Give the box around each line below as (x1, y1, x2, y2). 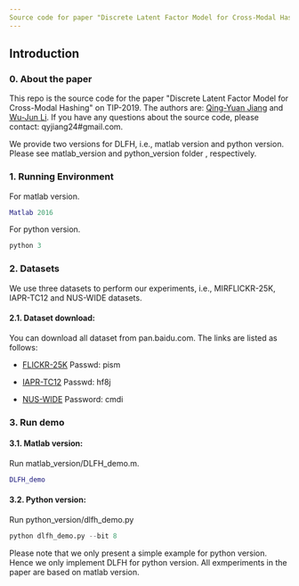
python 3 (9, 242, 42, 251)
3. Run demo (9, 416, 65, 428)
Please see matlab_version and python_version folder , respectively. (9, 148, 257, 159)
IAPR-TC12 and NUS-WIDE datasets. (9, 292, 142, 303)
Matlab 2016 (9, 208, 53, 217)
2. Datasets (9, 262, 60, 275)
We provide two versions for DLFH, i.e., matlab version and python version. (9, 139, 285, 150)
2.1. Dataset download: (9, 313, 95, 324)
